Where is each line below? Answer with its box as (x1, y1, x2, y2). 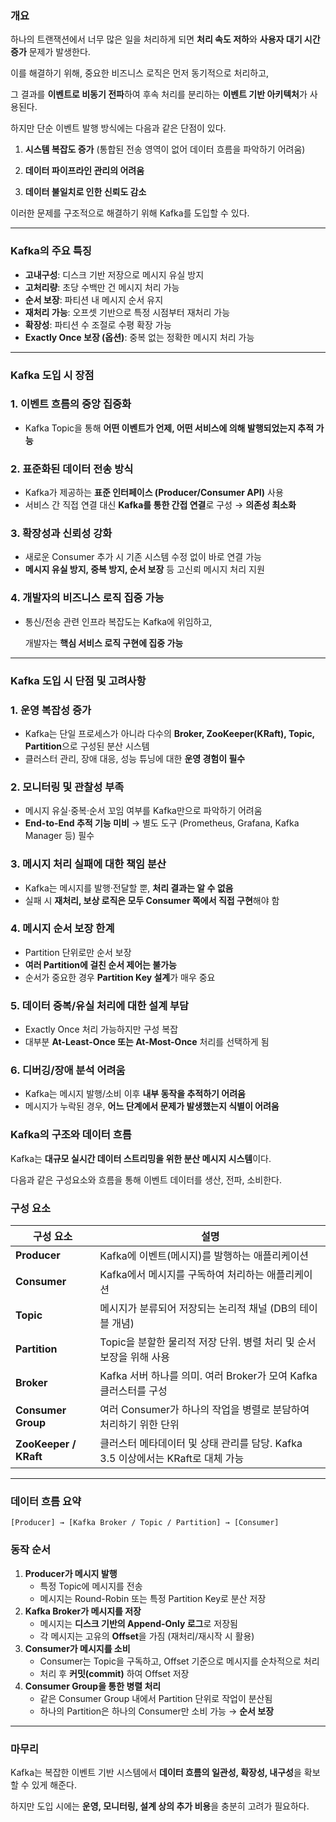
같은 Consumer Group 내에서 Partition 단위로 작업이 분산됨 (39, 1692, 273, 1704)
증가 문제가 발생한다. (10, 46, 91, 58)
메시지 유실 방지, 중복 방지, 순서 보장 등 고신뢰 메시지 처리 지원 (24, 563, 265, 576)
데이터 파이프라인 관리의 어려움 (24, 165, 145, 177)
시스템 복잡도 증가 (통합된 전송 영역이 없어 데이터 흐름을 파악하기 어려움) (24, 143, 306, 156)
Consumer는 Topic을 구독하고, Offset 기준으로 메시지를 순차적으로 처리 (39, 1655, 320, 1667)
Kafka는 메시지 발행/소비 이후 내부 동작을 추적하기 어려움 (24, 1088, 246, 1100)
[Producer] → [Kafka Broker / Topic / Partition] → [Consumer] (10, 1518, 280, 1528)
